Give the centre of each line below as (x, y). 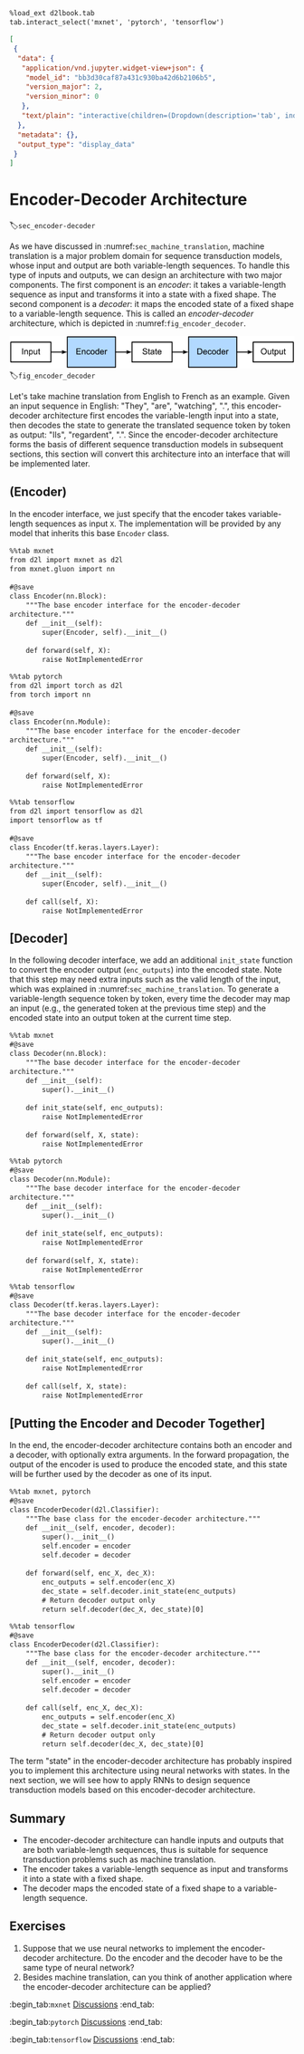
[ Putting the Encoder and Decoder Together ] (137, 1423)
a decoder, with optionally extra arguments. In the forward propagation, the (149, 1455)
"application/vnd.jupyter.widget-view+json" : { (113, 68)
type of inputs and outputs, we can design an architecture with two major (146, 275)
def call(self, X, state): (76, 1387)
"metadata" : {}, (48, 135)
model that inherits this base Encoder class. (90, 533)
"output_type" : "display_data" (76, 144)
